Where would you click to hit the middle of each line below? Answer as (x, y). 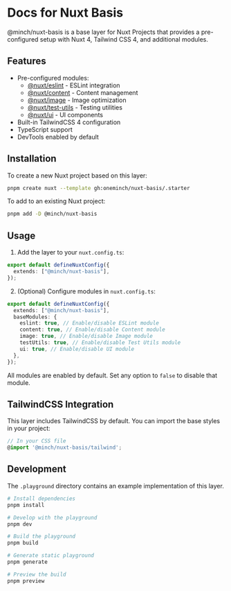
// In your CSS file (37, 441)
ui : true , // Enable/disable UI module (77, 349)
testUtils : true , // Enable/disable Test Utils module (100, 343)
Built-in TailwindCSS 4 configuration (69, 122)
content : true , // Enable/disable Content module (93, 330)
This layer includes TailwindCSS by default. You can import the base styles (114, 421)
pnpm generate (28, 562)
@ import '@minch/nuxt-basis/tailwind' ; (65, 448)
